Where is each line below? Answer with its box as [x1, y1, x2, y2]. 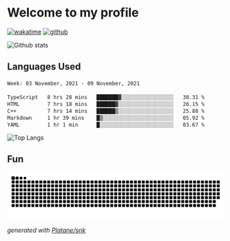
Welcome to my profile [7, 5, 139, 21]
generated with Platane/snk [7, 226, 86, 235]
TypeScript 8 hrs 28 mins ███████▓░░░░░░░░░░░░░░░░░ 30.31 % [7, 94, 205, 101]
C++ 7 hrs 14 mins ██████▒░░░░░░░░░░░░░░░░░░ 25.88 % [7, 107, 205, 114]
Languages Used [7, 61, 81, 73]
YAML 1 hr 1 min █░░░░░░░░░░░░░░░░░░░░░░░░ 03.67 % [7, 121, 205, 128]
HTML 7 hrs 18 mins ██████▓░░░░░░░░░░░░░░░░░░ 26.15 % [7, 101, 205, 107]
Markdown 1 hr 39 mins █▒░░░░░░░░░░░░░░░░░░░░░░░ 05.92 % [7, 114, 205, 121]
